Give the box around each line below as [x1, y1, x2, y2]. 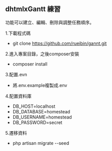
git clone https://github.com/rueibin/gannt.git [12, 40, 107, 46]
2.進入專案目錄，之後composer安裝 [5, 50, 80, 57]
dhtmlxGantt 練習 [5, 5, 61, 14]
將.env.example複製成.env [12, 82, 67, 88]
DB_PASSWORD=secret [12, 119, 62, 126]
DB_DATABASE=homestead [12, 108, 70, 114]
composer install [12, 61, 48, 67]
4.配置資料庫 [5, 93, 32, 99]
